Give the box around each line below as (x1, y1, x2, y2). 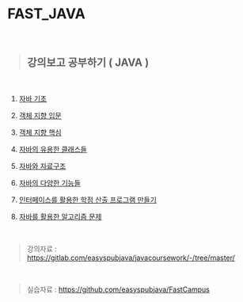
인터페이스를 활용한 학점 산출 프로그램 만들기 (18, 195, 158, 205)
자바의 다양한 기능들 (18, 178, 81, 187)
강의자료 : (26, 243, 57, 254)
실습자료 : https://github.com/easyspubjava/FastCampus (26, 285, 211, 294)
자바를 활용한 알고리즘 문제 (18, 212, 102, 221)
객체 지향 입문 (18, 110, 62, 120)
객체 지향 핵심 (18, 128, 62, 137)
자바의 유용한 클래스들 (18, 144, 88, 154)
